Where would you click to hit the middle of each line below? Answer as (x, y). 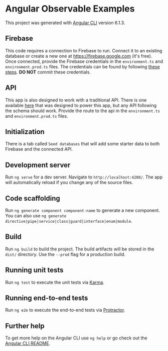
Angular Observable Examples (70, 9)
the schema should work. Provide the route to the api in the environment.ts (83, 111)
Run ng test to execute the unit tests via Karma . (55, 282)
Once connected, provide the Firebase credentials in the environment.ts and (84, 61)
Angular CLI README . (28, 343)
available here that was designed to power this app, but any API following (81, 105)
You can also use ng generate (36, 216)
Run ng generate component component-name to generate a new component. (83, 210)
